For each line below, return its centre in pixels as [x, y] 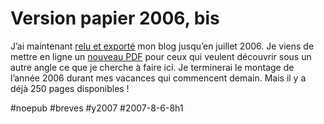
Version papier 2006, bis [115, 18]
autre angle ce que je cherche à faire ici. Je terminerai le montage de [152, 67]
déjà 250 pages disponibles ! [70, 88]
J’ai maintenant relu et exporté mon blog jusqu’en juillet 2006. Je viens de [162, 46]
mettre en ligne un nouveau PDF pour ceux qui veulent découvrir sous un [161, 56]
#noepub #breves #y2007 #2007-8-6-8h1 [97, 108]
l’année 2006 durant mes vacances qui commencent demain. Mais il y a [158, 78]
